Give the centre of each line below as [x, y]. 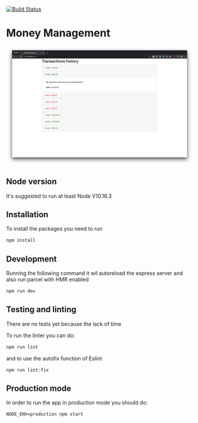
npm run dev [21, 291]
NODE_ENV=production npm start [45, 414]
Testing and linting [41, 309]
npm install [21, 240]
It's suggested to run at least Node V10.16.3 [59, 196]
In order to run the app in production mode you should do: [77, 403]
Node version [32, 182]
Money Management [58, 33]
